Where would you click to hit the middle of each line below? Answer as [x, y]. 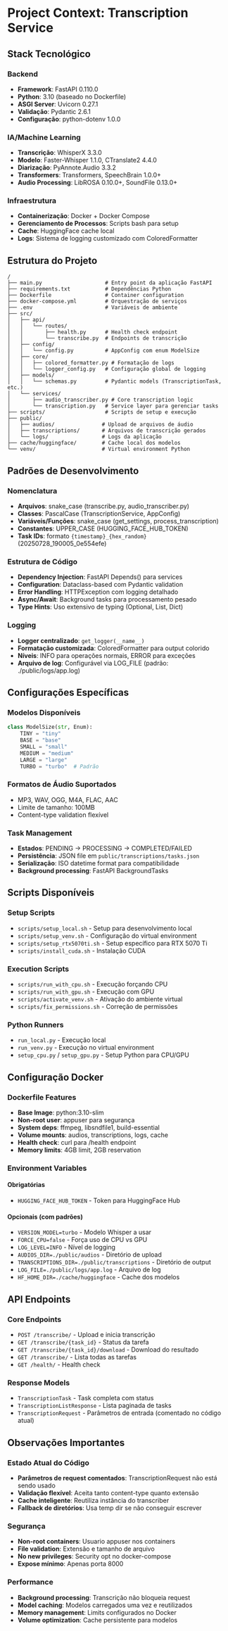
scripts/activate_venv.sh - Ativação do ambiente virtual [100, 999]
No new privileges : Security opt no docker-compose [94, 1556]
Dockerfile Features [42, 1097]
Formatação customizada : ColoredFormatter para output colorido [113, 648]
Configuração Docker [56, 1077]
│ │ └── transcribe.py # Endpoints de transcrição [97, 338]
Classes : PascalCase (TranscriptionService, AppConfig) [99, 513]
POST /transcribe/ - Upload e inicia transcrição [86, 1334]
